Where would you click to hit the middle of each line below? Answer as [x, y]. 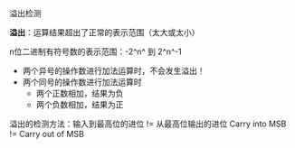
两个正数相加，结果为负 [80, 93]
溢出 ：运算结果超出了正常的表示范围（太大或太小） [105, 32]
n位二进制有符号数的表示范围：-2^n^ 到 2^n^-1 [96, 51]
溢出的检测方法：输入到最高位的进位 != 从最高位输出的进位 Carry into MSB [148, 124]
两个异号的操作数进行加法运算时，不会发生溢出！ [114, 71]
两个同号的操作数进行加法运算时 [82, 82]
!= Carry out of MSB [47, 134]
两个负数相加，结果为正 [80, 105]
